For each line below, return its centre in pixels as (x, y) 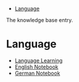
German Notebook (37, 73)
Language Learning (39, 60)
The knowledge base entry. (39, 20)
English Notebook (37, 67)
